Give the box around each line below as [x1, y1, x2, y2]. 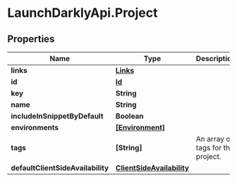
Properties [7, 33, 55, 45]
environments [11, 123, 59, 132]
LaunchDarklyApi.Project [7, 5, 158, 21]
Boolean [115, 111, 145, 121]
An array [195, 134, 224, 143]
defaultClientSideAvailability [11, 163, 109, 173]
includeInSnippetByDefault [11, 111, 104, 121]
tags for [195, 143, 222, 152]
